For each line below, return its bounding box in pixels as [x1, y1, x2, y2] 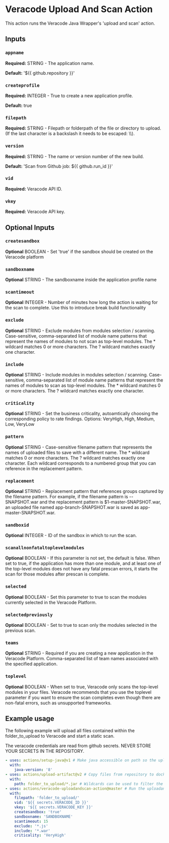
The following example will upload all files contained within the [5, 728, 135, 734]
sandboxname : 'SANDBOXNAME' [14, 814, 73, 819]
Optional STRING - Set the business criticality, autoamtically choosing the [5, 411, 158, 417]
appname [5, 50, 24, 56]
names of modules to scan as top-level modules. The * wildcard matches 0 [5, 382, 161, 388]
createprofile [5, 82, 40, 88]
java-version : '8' [14, 767, 53, 772]
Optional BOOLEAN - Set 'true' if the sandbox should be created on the [5, 248, 153, 254]
